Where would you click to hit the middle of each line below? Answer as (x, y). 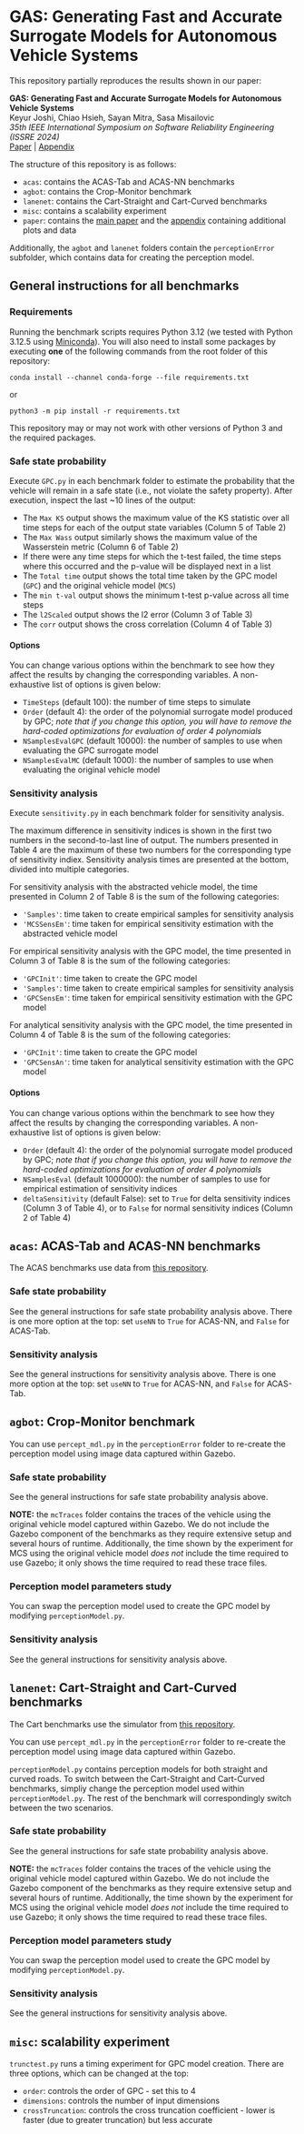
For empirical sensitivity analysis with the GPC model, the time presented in (151, 951)
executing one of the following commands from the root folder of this (138, 351)
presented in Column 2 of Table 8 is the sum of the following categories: (144, 897)
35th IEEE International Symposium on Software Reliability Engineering (142, 127)
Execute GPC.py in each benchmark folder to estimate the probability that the (152, 480)
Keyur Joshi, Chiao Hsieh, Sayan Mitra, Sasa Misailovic (112, 117)
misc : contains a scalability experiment (94, 210)
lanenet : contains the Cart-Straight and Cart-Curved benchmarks (145, 201)
